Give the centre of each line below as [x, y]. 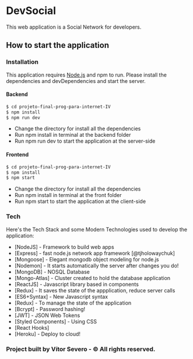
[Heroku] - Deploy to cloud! [47, 334]
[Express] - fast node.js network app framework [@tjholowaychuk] [94, 253]
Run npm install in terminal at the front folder [68, 195]
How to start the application [58, 45]
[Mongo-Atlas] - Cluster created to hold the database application [92, 278]
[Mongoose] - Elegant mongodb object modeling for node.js [87, 259]
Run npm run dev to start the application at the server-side [85, 141]
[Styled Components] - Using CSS [56, 321]
